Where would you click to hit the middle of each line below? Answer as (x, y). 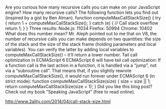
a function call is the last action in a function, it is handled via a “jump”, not (81, 65)
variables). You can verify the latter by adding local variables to (70, 50)
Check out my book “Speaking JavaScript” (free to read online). (70, 92)
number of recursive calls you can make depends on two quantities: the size (83, 39)
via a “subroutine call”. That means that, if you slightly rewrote (68, 71)
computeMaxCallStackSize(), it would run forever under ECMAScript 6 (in (80, 76)
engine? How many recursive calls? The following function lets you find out (82, 12)
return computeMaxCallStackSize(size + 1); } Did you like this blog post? (79, 86)
